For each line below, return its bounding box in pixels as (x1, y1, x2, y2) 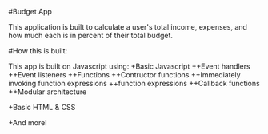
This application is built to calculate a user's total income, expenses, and (8, 22, 248, 31)
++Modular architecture (8, 87, 87, 97)
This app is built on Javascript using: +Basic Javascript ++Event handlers (8, 61, 250, 71)
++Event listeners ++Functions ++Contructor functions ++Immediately (8, 70, 242, 79)
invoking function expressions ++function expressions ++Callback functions (8, 79, 260, 88)
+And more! (8, 118, 48, 127)
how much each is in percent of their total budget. (8, 31, 174, 40)
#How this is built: (8, 46, 68, 55)
